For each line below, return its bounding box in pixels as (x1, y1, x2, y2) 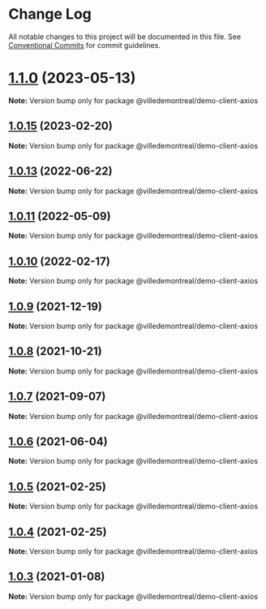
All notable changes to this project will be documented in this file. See (8, 32, 242, 41)
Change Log (8, 5, 92, 24)
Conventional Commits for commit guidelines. (8, 40, 161, 50)
